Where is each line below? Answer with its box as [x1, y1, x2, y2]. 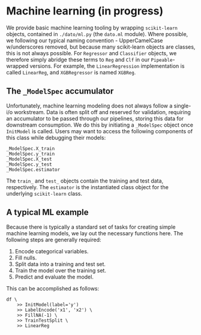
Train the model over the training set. [14, 267, 107, 274]
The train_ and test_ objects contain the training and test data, [6, 177, 164, 184]
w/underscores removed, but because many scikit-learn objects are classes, [6, 43, 196, 50]
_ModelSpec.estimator [6, 166, 61, 172]
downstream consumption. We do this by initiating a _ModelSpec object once [6, 121, 194, 128]
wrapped [6, 62, 29, 70]
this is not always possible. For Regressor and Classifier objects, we [6, 49, 177, 56]
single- [173, 102, 191, 109]
